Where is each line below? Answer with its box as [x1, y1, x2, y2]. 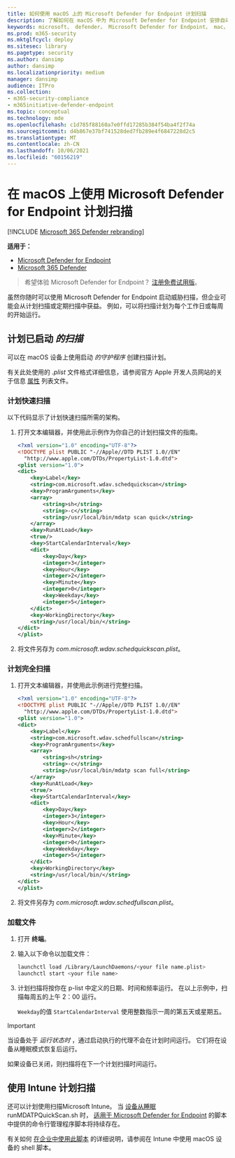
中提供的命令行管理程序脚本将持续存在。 [7, 1119, 124, 1128]
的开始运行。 [7, 310, 44, 319]
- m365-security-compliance [7, 95, 90, 102]
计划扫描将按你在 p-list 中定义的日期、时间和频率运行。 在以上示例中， [17, 983, 222, 992]
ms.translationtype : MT [7, 134, 77, 141]
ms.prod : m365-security [7, 29, 77, 37]
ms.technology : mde [7, 114, 64, 121]
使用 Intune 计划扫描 [7, 1082, 96, 1094]
